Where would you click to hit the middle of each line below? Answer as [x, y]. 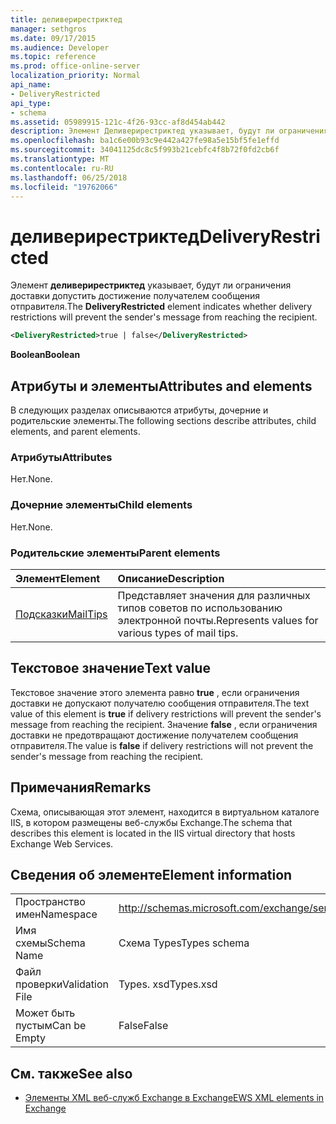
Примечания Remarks [81, 787]
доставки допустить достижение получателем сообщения [135, 296]
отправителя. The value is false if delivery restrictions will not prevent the [162, 745]
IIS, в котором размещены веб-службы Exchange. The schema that [151, 822]
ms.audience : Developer [60, 47]
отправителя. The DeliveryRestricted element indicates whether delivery [161, 307]
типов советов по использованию [200, 608]
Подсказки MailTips [61, 614]
